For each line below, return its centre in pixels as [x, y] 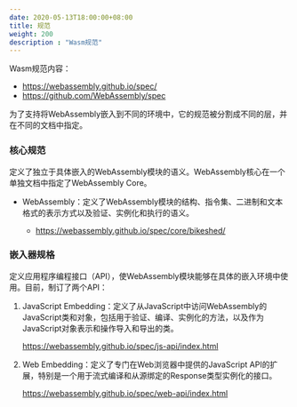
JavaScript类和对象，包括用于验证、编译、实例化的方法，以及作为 [143, 317]
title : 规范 [30, 26]
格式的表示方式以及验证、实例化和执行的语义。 [108, 212]
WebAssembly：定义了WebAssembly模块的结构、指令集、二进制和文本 [153, 202]
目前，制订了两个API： [66, 287]
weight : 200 [31, 34]
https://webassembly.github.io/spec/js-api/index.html [120, 346]
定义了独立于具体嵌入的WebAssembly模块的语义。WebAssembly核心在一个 [148, 172]
